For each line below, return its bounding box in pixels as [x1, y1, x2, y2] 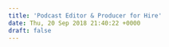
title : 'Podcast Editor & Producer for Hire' [8, 11, 162, 20]
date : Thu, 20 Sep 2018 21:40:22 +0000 [8, 19, 141, 27]
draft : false [8, 26, 52, 34]
